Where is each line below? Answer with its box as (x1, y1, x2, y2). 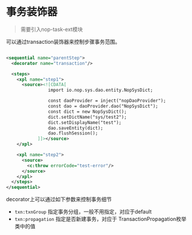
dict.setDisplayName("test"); (47, 119, 122, 126)
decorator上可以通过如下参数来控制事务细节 (6, 196, 112, 203)
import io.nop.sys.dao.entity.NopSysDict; (47, 87, 153, 94)
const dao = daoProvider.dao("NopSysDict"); (47, 103, 159, 109)
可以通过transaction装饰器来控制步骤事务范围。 (6, 38, 121, 45)
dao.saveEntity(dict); (47, 125, 104, 131)
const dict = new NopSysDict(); (47, 109, 127, 115)
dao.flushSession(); (47, 130, 98, 136)
